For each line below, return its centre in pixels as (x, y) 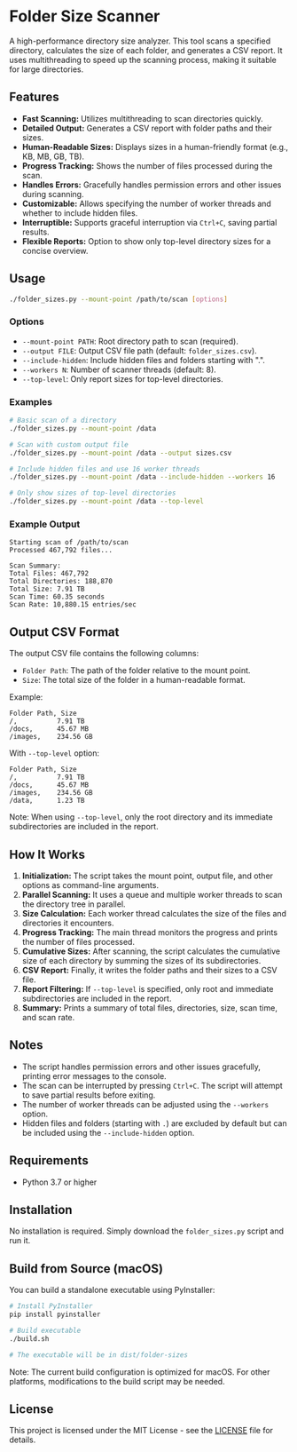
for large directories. (47, 69)
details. (23, 1440)
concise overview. (55, 250)
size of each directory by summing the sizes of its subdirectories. (141, 960)
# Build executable (45, 1330)
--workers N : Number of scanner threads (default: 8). (119, 369)
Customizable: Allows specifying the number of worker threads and (147, 203)
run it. (20, 1241)
